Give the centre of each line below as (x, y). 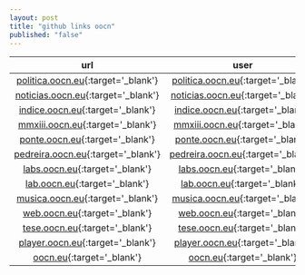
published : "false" (46, 34)
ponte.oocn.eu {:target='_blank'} (88, 140)
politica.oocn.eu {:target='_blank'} (88, 81)
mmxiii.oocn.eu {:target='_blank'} (87, 125)
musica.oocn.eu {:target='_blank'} (88, 199)
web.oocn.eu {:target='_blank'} (87, 213)
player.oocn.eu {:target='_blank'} (87, 243)
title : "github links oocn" (63, 26)
